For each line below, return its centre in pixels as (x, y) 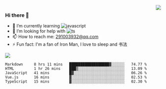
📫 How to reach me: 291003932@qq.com (55, 37)
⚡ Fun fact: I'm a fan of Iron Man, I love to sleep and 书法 (70, 44)
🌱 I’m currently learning (36, 26)
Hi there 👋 (17, 15)
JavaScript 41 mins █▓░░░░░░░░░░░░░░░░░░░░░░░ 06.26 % (76, 73)
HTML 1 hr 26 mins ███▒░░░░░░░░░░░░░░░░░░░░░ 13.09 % (76, 69)
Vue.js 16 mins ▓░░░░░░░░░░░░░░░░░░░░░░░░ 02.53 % (76, 77)
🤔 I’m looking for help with (39, 31)
